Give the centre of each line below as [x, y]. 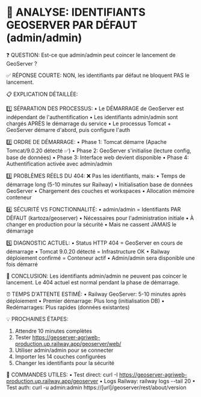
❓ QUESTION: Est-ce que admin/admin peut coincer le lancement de [91, 55]
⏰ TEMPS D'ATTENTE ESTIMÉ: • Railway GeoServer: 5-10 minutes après [96, 294]
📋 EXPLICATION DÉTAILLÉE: [42, 94]
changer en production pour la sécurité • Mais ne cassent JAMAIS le [91, 224]
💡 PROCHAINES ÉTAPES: [37, 319]
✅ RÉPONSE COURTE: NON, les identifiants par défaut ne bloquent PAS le [98, 75]
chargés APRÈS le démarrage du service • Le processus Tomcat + [89, 123]
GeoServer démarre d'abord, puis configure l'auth [68, 130]
